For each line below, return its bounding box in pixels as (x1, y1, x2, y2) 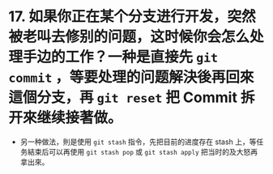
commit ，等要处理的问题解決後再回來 (8, 68, 254, 87)
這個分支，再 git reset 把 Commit (8, 88, 237, 107)
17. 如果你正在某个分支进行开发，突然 (8, 7, 256, 26)
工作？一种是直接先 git (65, 48, 219, 66)
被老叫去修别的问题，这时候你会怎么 (8, 28, 250, 46)
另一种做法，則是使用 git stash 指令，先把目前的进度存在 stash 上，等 (19, 137, 257, 146)
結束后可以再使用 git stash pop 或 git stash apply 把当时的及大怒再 (27, 146, 258, 156)
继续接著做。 (36, 108, 123, 127)
